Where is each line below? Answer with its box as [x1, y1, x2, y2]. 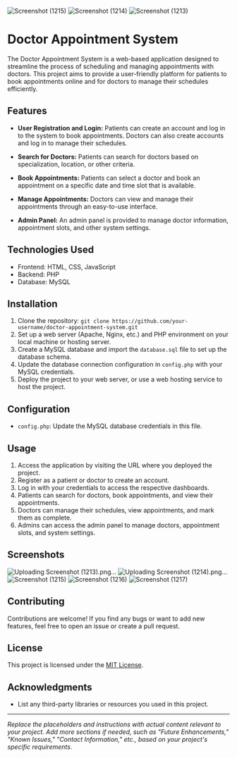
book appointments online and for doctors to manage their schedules [7, 77, 209, 85]
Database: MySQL [17, 277, 71, 286]
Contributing [7, 596, 65, 608]
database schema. [17, 353, 72, 361]
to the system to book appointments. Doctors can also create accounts [17, 131, 224, 140]
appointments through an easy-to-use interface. [17, 202, 158, 211]
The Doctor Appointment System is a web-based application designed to [7, 54, 219, 63]
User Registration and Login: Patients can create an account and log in [17, 123, 226, 132]
